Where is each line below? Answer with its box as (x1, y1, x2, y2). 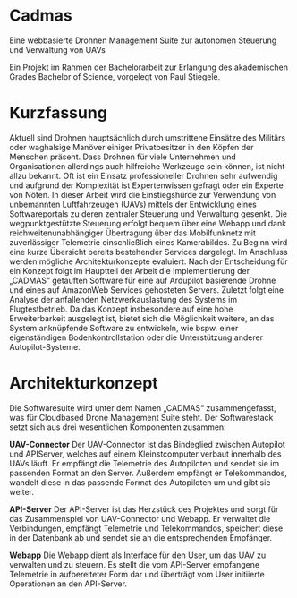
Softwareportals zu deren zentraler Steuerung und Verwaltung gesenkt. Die (9, 208, 288, 219)
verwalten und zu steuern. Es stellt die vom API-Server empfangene (9, 559, 260, 569)
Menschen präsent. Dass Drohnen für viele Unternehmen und (9, 151, 237, 162)
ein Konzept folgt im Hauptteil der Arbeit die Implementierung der (9, 265, 250, 276)
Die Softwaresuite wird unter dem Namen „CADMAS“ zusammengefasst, (9, 402, 276, 413)
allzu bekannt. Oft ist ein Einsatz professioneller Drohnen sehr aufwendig (9, 170, 278, 181)
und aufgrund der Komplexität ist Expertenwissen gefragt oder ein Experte (9, 180, 284, 191)
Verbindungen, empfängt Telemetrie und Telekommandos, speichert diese (9, 523, 284, 534)
